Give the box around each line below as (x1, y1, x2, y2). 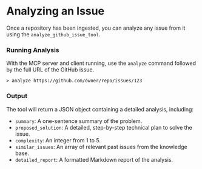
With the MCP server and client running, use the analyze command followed (6, 59, 196, 67)
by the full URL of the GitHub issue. (6, 66, 95, 73)
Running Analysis (6, 45, 59, 54)
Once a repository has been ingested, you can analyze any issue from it (6, 24, 186, 31)
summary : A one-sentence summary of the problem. (15, 117, 143, 125)
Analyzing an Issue (6, 4, 105, 18)
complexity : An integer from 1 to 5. (15, 136, 101, 144)
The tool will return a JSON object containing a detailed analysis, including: (6, 105, 194, 113)
